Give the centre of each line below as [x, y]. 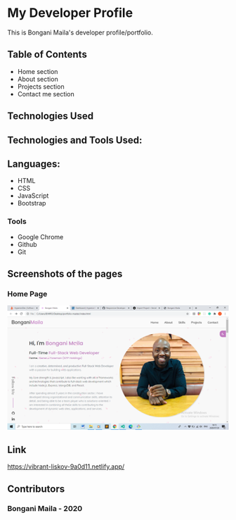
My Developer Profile [70, 13]
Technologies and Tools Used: [75, 140]
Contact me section [46, 94]
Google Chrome [40, 236]
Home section [38, 71]
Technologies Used [50, 116]
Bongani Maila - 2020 [45, 509]
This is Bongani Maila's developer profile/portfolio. [80, 32]
